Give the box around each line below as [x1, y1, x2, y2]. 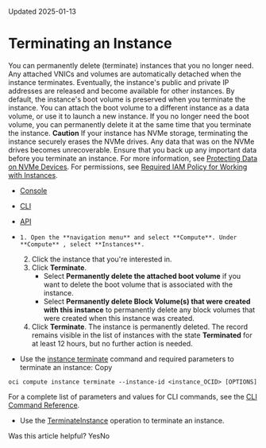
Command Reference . [8, 400, 80, 410]
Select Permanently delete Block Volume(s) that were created [43, 296, 251, 306]
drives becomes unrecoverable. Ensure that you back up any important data [8, 145, 257, 154]
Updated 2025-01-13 [8, 7, 77, 16]
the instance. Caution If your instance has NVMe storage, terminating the [8, 128, 249, 137]
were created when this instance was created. [43, 313, 195, 322]
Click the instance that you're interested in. [31, 254, 172, 264]
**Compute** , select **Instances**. [19, 240, 145, 249]
